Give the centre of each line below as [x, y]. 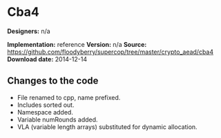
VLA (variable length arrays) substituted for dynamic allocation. [107, 127]
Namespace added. [45, 112]
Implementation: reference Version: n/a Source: [77, 44]
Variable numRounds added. [57, 119]
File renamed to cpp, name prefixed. [69, 97]
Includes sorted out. [46, 105]
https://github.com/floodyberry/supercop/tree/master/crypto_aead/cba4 [110, 52]
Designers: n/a [29, 31]
